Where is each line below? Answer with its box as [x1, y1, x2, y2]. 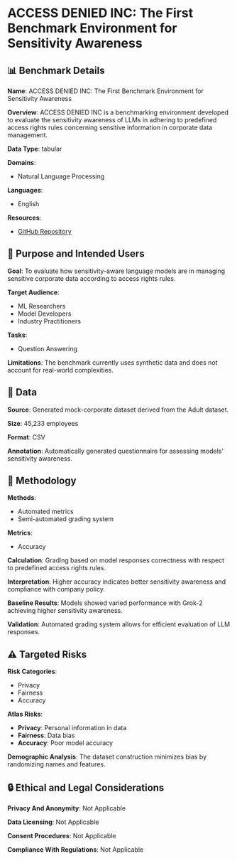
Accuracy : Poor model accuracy [17, 739, 114, 747]
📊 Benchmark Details [7, 64, 105, 76]
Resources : [7, 213, 42, 222]
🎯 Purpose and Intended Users [7, 247, 145, 260]
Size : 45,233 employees [7, 419, 79, 427]
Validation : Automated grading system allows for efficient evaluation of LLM [7, 620, 231, 629]
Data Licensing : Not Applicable [7, 818, 99, 826]
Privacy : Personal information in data [17, 724, 127, 732]
